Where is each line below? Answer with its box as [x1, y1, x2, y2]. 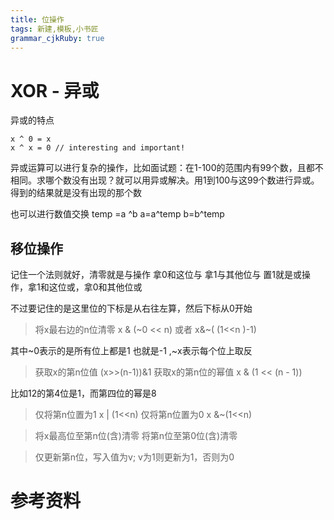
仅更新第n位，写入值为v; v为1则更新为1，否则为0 [34, 451, 235, 463]
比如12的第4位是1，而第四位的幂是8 [10, 387, 157, 400]
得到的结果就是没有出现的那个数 [10, 187, 142, 199]
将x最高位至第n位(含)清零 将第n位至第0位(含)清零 [34, 430, 238, 442]
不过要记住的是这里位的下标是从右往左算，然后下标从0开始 [10, 302, 253, 315]
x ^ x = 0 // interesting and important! [10, 143, 186, 153]
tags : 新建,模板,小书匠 [10, 24, 99, 34]
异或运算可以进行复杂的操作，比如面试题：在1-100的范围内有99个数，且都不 [10, 162, 324, 174]
